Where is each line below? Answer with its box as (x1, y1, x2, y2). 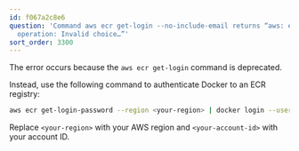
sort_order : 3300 (9, 37, 74, 47)
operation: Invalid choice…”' (17, 29, 129, 38)
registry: (9, 89, 40, 99)
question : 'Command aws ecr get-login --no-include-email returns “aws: (9, 21, 285, 30)
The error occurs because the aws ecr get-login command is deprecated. (9, 62, 283, 73)
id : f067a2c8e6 (9, 12, 66, 22)
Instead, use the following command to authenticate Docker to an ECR (9, 79, 267, 90)
